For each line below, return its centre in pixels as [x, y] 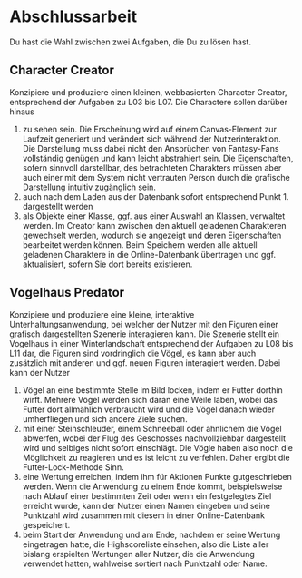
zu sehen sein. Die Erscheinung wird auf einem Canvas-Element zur [149, 129]
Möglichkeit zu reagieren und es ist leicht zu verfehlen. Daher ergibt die [156, 457]
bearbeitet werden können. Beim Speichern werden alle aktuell [140, 245]
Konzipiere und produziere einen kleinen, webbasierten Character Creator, [148, 92]
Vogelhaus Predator [67, 293]
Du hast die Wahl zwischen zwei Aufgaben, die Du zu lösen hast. [131, 42]
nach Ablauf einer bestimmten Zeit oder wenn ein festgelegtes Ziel [147, 495]
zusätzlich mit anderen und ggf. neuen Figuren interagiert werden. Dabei [145, 362]
